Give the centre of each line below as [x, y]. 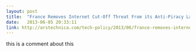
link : [13, 27]
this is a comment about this [40, 44]
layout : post [22, 11]
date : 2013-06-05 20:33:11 [41, 22]
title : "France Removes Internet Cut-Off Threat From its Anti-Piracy [95, 17]
